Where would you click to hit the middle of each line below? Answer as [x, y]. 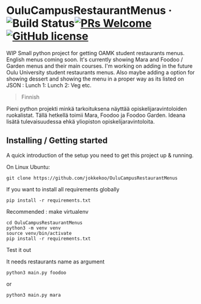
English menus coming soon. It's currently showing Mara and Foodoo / [95, 59]
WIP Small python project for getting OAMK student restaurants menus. [96, 53]
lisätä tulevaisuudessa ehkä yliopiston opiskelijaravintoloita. [80, 121]
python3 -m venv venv [34, 228]
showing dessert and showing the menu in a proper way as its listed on [95, 79]
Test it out [19, 249]
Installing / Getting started [57, 141]
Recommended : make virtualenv [48, 211]
